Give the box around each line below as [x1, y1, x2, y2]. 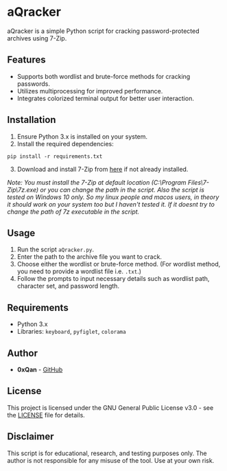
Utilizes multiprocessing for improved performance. [16, 87, 163, 95]
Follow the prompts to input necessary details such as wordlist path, [16, 275, 210, 283]
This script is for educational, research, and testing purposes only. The [7, 449, 207, 457]
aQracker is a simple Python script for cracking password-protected [7, 27, 200, 35]
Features [7, 54, 46, 66]
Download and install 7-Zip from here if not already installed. [16, 165, 189, 173]
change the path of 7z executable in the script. [7, 207, 140, 216]
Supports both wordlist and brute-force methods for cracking [16, 72, 191, 80]
